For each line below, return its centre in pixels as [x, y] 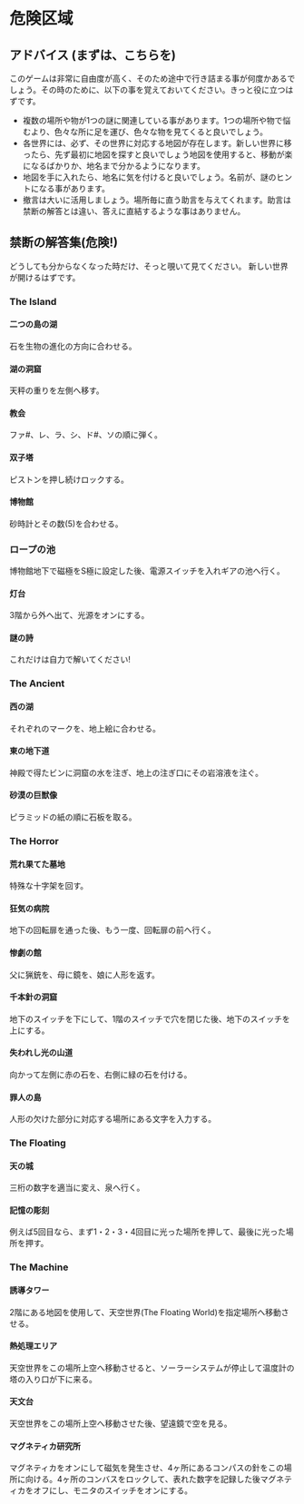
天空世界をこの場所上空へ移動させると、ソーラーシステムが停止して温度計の [152, 1368]
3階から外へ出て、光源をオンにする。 [79, 615]
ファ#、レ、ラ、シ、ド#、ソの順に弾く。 [86, 435]
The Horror [34, 840]
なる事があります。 [74, 188]
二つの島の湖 [33, 324]
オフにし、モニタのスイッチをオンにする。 [113, 1490]
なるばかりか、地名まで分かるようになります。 [118, 166]
